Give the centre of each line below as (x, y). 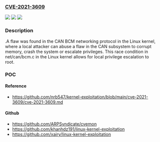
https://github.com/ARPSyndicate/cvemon (54, 124)
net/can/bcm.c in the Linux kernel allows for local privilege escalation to (77, 56)
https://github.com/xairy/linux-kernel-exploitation (62, 134)
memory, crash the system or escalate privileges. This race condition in (77, 52)
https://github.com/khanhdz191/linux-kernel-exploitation (68, 129)
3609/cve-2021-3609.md (37, 102)
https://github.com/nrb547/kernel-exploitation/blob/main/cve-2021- (80, 97)
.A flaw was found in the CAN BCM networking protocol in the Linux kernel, (80, 41)
